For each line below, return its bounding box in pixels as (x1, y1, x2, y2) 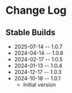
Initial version (23, 81, 56, 88)
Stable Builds (5, 27, 56, 38)
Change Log (5, 4, 67, 17)
